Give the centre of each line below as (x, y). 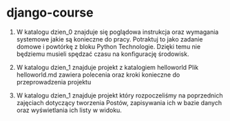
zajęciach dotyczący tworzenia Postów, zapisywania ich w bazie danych (119, 102)
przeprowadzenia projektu (54, 82)
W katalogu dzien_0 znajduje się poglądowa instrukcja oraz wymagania (117, 32)
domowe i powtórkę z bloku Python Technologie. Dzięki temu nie (108, 46)
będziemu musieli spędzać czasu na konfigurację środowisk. (103, 54)
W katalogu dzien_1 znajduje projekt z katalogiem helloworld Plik (107, 67)
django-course (50, 13)
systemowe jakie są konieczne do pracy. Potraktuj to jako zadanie (109, 39)
